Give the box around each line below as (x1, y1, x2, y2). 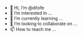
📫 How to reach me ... (9, 26, 56, 32)
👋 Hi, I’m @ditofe (9, 5, 45, 10)
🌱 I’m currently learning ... (9, 15, 63, 21)
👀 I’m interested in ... (9, 10, 52, 16)
